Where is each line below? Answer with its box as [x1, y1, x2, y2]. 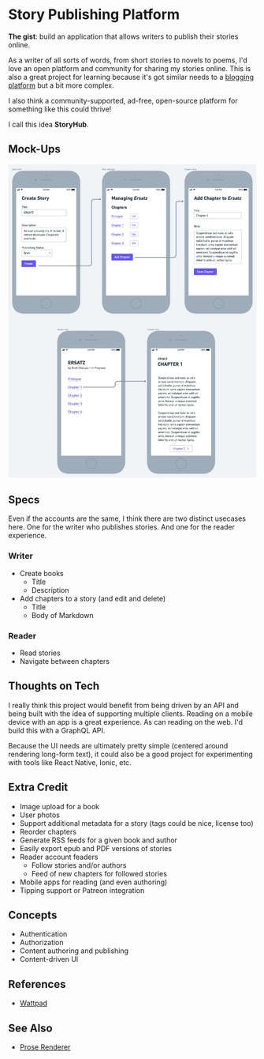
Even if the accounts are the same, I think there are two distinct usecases [8, 514, 247, 523]
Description [31, 585, 69, 594]
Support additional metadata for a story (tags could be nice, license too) [19, 818, 254, 827]
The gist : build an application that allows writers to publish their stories [8, 32, 239, 41]
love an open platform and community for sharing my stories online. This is [8, 63, 251, 73]
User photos [19, 810, 61, 820]
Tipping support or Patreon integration [19, 885, 145, 895]
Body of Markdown [31, 610, 94, 620]
